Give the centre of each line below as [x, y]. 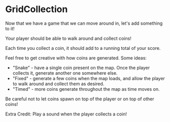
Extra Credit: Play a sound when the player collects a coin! [66, 114]
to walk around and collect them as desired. [58, 84]
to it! [10, 28]
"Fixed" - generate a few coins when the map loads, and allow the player [89, 78]
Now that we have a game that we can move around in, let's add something [84, 23]
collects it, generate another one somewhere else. [65, 73]
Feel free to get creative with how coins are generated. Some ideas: [76, 58]
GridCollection [37, 9]
